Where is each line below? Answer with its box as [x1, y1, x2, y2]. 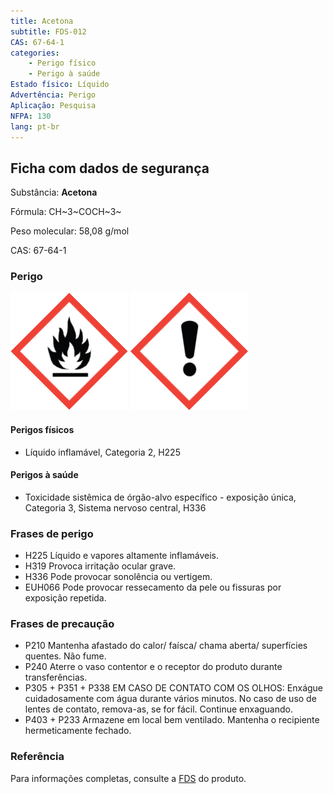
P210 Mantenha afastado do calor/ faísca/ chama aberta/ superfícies [24, 640, 308, 652]
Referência [10, 750, 65, 764]
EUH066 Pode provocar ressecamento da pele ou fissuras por [24, 581, 282, 594]
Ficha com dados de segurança [10, 160, 210, 177]
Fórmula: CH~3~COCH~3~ [10, 206, 122, 218]
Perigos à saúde [10, 469, 79, 481]
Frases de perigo [10, 526, 94, 540]
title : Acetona [10, 16, 74, 26]
